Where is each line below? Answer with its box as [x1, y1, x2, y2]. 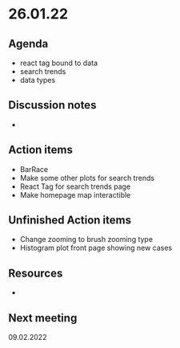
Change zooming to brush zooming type [19, 235, 154, 244]
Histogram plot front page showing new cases [19, 243, 173, 253]
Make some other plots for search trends [19, 173, 154, 182]
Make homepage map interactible [19, 190, 131, 199]
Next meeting [8, 311, 78, 325]
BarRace [19, 164, 49, 174]
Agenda [8, 37, 49, 51]
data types [19, 76, 56, 84]
